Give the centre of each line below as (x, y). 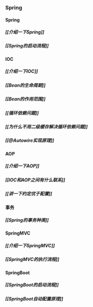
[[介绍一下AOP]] (22, 166)
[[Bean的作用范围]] (25, 99)
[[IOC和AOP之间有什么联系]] (35, 180)
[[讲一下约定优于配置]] (29, 194)
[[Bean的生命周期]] (25, 85)
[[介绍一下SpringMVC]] (30, 245)
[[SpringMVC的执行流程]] (32, 260)
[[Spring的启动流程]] (27, 46)
